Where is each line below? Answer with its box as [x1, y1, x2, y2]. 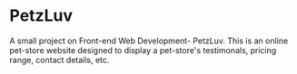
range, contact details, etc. [9, 54, 110, 65]
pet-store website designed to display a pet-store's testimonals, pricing [9, 44, 277, 55]
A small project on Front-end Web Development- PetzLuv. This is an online [9, 35, 289, 46]
